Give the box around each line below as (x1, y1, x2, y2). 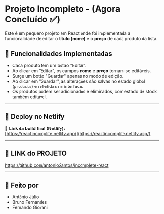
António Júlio (12, 194, 39, 200)
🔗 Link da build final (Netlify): (5, 126, 65, 131)
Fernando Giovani (12, 204, 48, 211)
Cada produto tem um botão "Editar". (12, 63, 87, 68)
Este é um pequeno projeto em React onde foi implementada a (5, 30, 131, 36)
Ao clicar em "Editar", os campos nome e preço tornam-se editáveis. (12, 67, 151, 74)
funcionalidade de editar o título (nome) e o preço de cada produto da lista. (5, 35, 158, 41)
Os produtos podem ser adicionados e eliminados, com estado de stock (12, 88, 157, 94)
